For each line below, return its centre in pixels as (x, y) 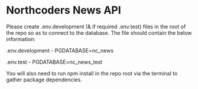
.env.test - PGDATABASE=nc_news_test (54, 62)
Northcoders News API (64, 10)
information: (21, 39)
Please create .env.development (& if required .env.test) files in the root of (96, 27)
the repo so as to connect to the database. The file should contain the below (99, 32)
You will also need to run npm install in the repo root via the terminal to (92, 73)
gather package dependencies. (44, 80)
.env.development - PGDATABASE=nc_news (60, 50)
